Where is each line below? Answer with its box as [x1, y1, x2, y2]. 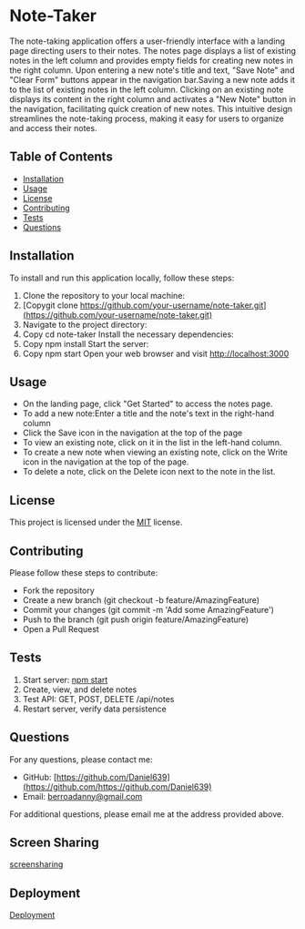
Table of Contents [9, 149, 114, 165]
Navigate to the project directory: [22, 319, 147, 330]
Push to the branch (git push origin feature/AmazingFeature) [22, 614, 249, 625]
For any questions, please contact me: [9, 753, 153, 765]
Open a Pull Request [22, 624, 100, 634]
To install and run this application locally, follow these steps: [9, 272, 235, 283]
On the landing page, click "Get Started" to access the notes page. [22, 398, 273, 410]
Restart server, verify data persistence [22, 703, 167, 714]
